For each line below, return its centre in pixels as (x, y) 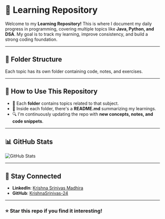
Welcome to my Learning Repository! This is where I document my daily (79, 24)
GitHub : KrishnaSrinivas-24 (40, 193)
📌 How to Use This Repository (51, 91)
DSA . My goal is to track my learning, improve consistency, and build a (77, 34)
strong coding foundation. (31, 39)
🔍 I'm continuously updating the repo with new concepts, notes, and (82, 114)
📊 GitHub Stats (29, 141)
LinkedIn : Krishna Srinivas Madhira (48, 188)
